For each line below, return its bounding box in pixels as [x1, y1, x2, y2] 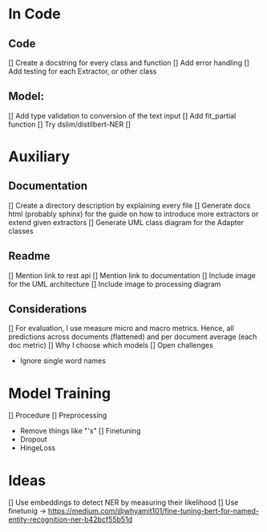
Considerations [8, 302, 87, 316]
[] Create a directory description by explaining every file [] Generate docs [8, 200, 251, 210]
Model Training [8, 384, 111, 402]
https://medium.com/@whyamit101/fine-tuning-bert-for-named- [47, 506, 259, 516]
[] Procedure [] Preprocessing [8, 410, 107, 421]
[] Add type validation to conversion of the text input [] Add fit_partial [8, 111, 237, 120]
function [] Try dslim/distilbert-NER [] [8, 119, 131, 129]
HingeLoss [19, 443, 56, 453]
